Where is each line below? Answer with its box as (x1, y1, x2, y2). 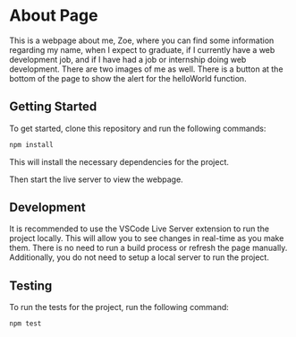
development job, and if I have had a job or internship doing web (9, 54, 247, 65)
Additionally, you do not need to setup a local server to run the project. (9, 252, 270, 263)
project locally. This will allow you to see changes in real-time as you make (9, 233, 284, 244)
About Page (9, 5, 98, 26)
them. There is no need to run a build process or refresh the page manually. (9, 243, 288, 254)
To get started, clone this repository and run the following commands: (9, 123, 266, 134)
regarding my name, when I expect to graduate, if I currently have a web (9, 44, 275, 55)
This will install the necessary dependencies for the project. (9, 156, 230, 167)
